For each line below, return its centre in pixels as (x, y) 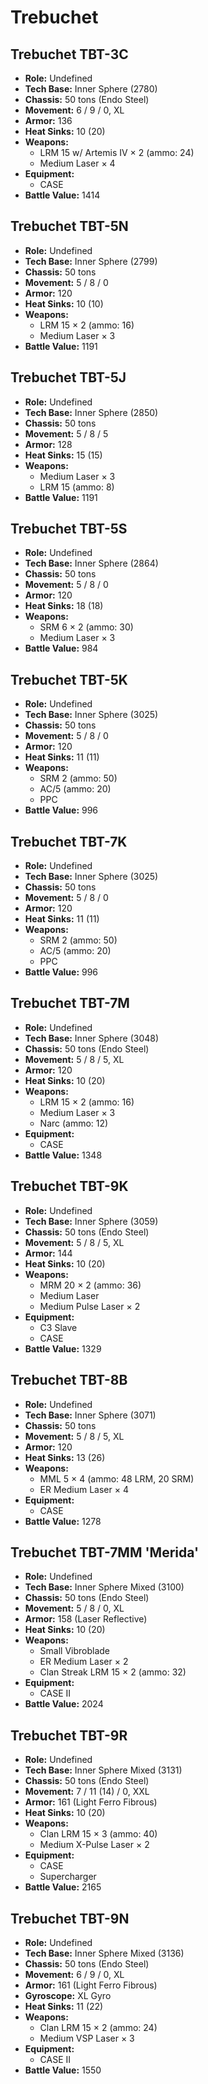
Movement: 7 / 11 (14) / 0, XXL (87, 1792)
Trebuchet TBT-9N (70, 1918)
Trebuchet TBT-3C (69, 54)
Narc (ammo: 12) (74, 1123)
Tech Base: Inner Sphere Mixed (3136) (104, 1953)
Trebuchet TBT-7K (69, 841)
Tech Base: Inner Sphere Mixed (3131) (103, 1770)
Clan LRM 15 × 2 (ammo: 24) (98, 2027)
